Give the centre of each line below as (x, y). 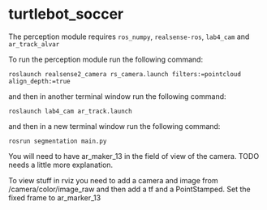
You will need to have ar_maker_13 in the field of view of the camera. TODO (134, 156)
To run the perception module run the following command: (106, 59)
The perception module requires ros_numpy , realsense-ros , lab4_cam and (129, 36)
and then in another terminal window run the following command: (117, 96)
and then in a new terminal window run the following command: (114, 126)
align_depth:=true (39, 81)
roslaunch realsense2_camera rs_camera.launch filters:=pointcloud (125, 74)
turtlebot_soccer (66, 14)
